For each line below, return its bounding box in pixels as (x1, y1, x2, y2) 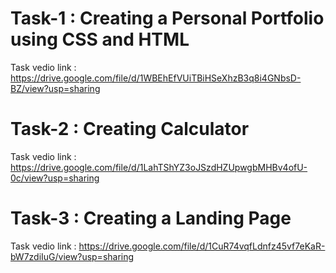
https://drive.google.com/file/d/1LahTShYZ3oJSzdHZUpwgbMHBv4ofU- (10, 161, 308, 173)
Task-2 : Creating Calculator (10, 118, 250, 141)
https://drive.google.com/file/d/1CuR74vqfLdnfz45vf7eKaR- (78, 240, 326, 252)
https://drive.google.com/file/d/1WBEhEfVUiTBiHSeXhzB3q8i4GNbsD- (10, 72, 302, 84)
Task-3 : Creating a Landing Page (10, 207, 292, 230)
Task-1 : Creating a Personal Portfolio (10, 7, 325, 30)
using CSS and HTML (10, 28, 190, 51)
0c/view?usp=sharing (10, 172, 100, 184)
